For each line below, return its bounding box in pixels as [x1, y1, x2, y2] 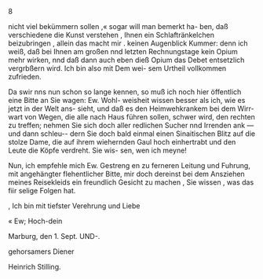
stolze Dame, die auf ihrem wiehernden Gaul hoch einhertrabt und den [8, 138, 236, 146]
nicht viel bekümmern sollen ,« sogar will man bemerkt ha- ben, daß [8, 22, 229, 31]
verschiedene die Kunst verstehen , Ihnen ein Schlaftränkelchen [8, 31, 214, 39]
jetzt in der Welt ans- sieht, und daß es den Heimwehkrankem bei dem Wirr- [8, 104, 254, 113]
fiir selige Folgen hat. [8, 186, 76, 195]
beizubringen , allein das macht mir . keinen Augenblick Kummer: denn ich [8, 39, 249, 48]
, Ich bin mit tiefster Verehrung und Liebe [8, 201, 141, 211]
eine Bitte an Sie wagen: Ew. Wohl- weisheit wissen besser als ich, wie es [8, 96, 246, 105]
